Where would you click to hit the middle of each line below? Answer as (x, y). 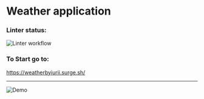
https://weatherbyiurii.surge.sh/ (46, 72)
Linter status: (26, 30)
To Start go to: (28, 59)
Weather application (59, 11)
